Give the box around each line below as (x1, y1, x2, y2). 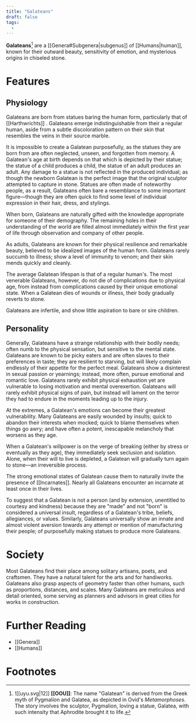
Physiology (6, 98, 48, 108)
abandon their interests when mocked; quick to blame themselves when (6, 419, 179, 426)
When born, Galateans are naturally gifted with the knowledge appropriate (6, 211, 184, 218)
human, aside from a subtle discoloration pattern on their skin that (6, 126, 165, 133)
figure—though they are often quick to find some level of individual (6, 193, 167, 200)
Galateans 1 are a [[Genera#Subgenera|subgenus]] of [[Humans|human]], (6, 41, 183, 49)
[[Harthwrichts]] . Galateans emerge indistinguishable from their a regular (6, 119, 183, 126)
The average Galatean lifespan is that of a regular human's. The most (6, 270, 173, 278)
